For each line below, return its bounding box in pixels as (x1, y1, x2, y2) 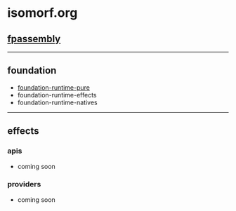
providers (7, 179, 41, 189)
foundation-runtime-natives (17, 98, 98, 107)
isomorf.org (7, 5, 78, 21)
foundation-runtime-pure (17, 83, 90, 92)
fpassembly (7, 33, 61, 45)
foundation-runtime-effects (17, 90, 97, 99)
